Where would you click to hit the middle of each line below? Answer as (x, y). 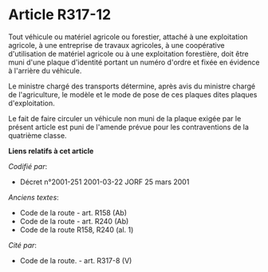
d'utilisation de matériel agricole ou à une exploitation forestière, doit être (128, 53)
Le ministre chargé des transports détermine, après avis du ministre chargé (132, 86)
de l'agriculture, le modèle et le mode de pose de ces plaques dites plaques (133, 94)
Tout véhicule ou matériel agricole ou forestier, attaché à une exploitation (128, 37)
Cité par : (23, 245)
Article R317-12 (60, 15)
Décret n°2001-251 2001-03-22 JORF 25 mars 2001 (104, 182)
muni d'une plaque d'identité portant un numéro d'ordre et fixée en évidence (134, 62)
